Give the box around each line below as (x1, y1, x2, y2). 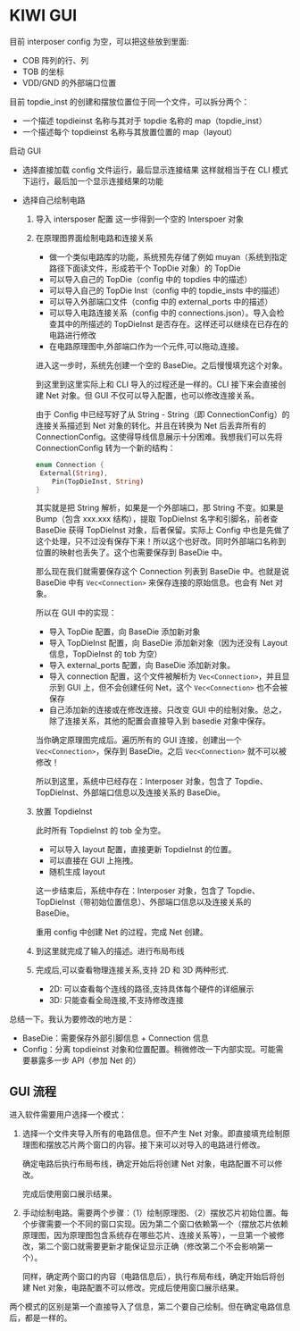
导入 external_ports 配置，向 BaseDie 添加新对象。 (48, 660, 235, 671)
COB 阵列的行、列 (21, 54, 89, 65)
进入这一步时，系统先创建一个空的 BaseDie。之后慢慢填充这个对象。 (35, 359, 287, 371)
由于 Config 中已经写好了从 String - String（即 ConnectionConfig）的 (35, 408, 290, 420)
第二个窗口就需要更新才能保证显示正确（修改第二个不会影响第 (37, 1241, 265, 1251)
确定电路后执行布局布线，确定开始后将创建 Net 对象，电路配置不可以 (21, 1159, 275, 1169)
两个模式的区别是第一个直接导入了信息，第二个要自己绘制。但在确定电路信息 (9, 1302, 291, 1312)
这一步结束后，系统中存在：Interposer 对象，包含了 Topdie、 (35, 885, 261, 896)
